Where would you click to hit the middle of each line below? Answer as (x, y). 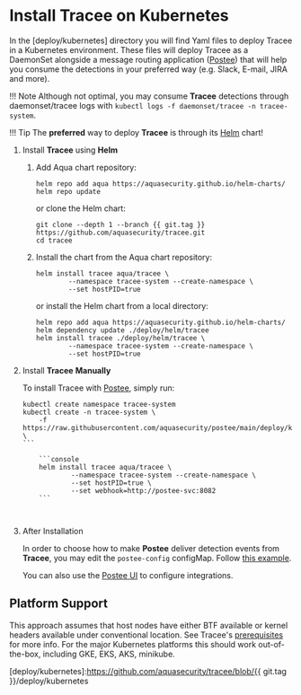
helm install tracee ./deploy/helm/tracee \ (120, 338)
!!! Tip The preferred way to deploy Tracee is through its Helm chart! (136, 132)
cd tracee (54, 240)
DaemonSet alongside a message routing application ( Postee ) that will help (148, 59)
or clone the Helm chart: (80, 208)
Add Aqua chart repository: (86, 167)
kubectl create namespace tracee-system (99, 404)
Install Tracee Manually (66, 370)
